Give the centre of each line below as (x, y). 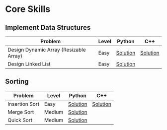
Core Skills (28, 9)
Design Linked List (29, 64)
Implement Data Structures (48, 28)
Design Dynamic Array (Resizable (47, 50)
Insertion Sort (24, 104)
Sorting (17, 82)
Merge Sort (21, 112)
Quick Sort (20, 120)
